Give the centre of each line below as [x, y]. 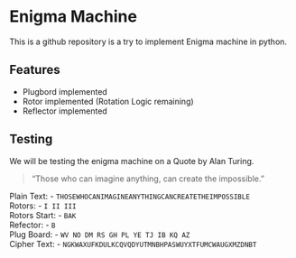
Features [35, 70]
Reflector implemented [65, 111]
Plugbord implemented [65, 91]
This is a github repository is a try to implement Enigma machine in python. [148, 41]
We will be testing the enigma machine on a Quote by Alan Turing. [132, 161]
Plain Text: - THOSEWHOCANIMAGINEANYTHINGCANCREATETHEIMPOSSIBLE [130, 196]
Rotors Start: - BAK [43, 215]
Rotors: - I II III [43, 206]
